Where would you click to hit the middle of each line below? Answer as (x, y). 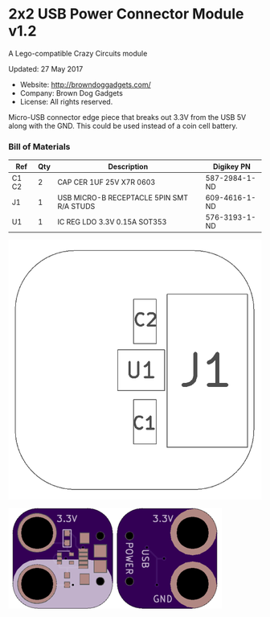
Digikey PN (231, 167)
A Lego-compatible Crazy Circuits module (78, 53)
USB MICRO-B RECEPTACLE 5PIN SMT (123, 198)
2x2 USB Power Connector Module (126, 14)
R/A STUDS (76, 207)
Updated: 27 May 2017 (46, 68)
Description (128, 167)
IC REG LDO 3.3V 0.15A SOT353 (112, 221)
